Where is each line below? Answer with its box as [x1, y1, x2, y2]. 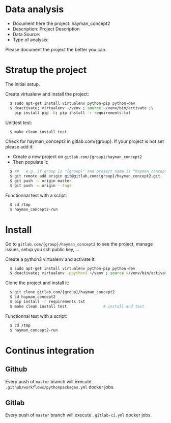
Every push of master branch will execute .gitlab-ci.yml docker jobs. [5, 412, 152, 418]
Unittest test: [5, 119, 32, 126]
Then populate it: [12, 159, 49, 165]
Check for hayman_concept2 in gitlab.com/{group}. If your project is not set [5, 138, 164, 144]
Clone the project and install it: [5, 280, 70, 286]
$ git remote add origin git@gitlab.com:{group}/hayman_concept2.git [10, 174, 160, 179]
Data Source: [12, 31, 41, 37]
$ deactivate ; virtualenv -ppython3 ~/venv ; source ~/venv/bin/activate [10, 270, 169, 276]
